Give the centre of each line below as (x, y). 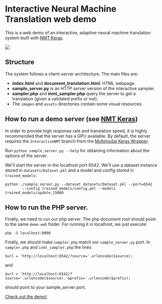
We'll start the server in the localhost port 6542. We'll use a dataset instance (81, 165)
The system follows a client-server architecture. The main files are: (72, 74)
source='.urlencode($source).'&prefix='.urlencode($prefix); (68, 278)
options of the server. (26, 156)
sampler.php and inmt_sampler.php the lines (48, 247)
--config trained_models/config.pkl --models (69, 188)
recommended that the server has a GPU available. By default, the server (78, 136)
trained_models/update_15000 (34, 192)
